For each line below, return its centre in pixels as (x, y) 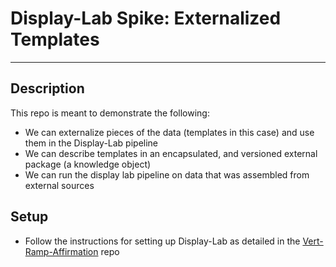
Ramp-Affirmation (61, 251)
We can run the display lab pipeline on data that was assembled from (167, 174)
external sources (59, 185)
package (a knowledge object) (88, 164)
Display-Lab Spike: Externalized (146, 18)
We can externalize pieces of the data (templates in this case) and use (169, 132)
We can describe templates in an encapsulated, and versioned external (171, 153)
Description (47, 88)
